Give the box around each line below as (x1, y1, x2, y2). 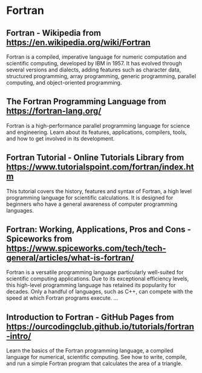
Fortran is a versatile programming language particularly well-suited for (6, 269, 184, 276)
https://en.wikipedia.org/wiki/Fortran (6, 37, 151, 47)
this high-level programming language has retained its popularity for (6, 282, 176, 289)
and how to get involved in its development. (6, 134, 115, 142)
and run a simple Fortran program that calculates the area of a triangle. (6, 360, 183, 367)
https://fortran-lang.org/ (6, 106, 102, 116)
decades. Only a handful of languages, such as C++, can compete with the (6, 288, 194, 295)
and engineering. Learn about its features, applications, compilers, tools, (6, 128, 187, 136)
